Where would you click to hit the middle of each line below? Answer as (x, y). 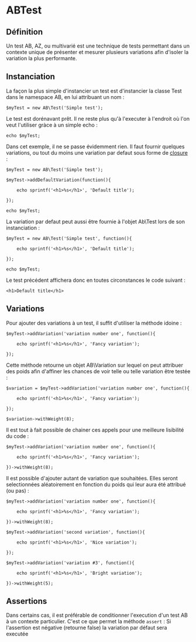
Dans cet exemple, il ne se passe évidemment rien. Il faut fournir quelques (95, 146)
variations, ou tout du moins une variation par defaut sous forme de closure (97, 152)
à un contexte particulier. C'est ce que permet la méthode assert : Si (89, 621)
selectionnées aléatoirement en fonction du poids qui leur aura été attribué (96, 484)
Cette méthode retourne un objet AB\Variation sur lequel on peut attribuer (94, 365)
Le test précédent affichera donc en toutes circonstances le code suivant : (96, 280)
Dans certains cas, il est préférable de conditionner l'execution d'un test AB (97, 615)
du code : (18, 436)
